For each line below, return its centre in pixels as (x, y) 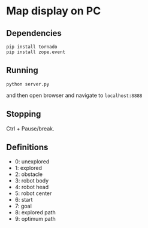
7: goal (23, 206)
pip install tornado (32, 47)
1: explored (28, 168)
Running (22, 70)
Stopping (24, 114)
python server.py (28, 84)
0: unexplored (32, 162)
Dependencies (34, 33)
